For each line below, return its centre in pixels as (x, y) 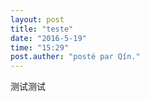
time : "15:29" (40, 47)
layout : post (37, 19)
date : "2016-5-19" (48, 38)
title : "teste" (42, 29)
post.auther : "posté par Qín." (75, 57)
